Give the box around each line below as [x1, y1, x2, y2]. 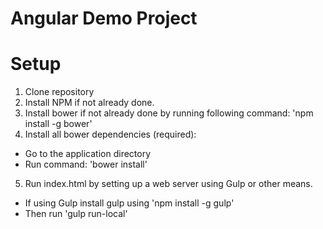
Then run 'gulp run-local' [24, 208, 128, 220]
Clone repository [24, 86, 95, 98]
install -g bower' [24, 118, 93, 130]
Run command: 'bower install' [24, 158, 148, 171]
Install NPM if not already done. [24, 97, 155, 109]
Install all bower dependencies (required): [24, 128, 197, 141]
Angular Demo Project [10, 7, 198, 30]
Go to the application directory [24, 148, 152, 160]
